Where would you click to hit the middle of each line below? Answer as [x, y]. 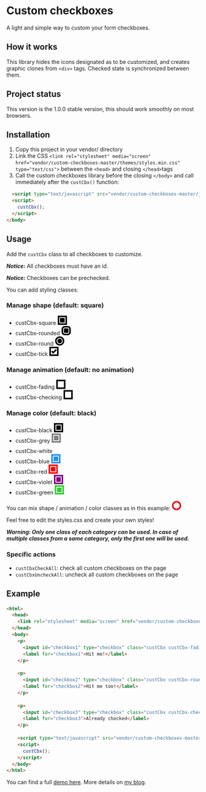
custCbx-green [34, 492]
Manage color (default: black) [51, 413]
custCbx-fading [35, 387]
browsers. [19, 115]
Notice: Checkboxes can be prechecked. [58, 278]
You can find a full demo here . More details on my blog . [76, 782]
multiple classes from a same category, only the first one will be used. [98, 538]
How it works [32, 47]
